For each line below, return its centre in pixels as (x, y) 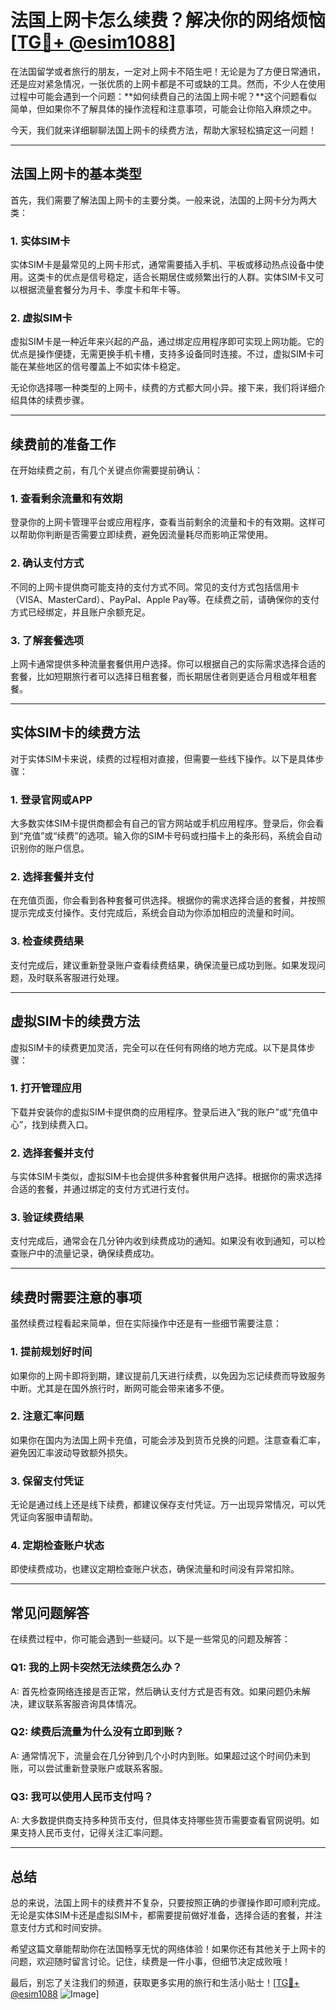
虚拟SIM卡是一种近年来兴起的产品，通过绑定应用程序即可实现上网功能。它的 (167, 342)
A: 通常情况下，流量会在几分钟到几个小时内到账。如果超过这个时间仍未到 (160, 1755)
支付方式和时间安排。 (62, 1927)
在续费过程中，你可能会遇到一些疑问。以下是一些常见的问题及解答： (150, 1639)
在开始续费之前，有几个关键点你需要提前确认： (106, 470)
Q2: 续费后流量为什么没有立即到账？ (97, 1732)
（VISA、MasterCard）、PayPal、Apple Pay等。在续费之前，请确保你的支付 (165, 599)
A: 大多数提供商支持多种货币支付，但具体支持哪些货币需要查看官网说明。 (160, 1820)
